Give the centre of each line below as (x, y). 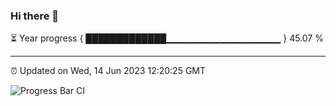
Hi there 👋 (35, 16)
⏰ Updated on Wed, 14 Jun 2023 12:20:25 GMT (108, 71)
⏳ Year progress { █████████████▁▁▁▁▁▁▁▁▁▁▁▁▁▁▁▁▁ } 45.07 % (167, 38)
